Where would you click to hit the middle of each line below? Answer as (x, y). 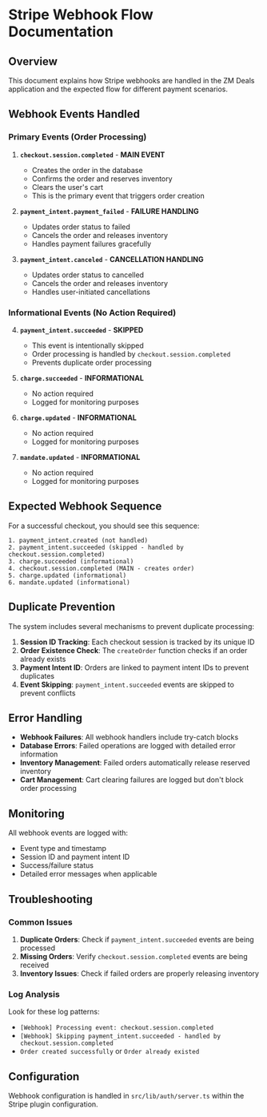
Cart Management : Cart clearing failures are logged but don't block (132, 780)
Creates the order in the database (87, 170)
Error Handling (45, 718)
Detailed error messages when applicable (88, 874)
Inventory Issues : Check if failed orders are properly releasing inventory (139, 973)
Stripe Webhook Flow (81, 15)
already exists (43, 659)
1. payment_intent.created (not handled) (78, 540)
